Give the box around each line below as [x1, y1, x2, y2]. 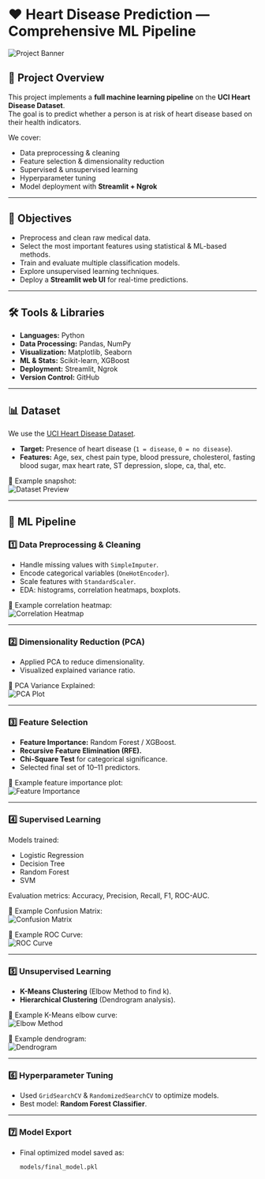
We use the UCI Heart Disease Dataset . [8, 429, 136, 439]
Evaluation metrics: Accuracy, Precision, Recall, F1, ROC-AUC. [8, 890, 210, 900]
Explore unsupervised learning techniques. [19, 266, 159, 275]
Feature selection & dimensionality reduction [19, 156, 165, 166]
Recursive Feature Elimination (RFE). [19, 746, 142, 755]
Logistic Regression [19, 850, 84, 859]
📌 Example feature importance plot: [8, 778, 124, 788]
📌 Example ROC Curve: [8, 930, 84, 939]
